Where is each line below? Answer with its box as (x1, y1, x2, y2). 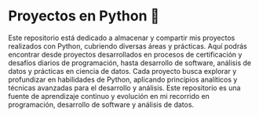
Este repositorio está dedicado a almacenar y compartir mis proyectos (8, 33, 235, 42)
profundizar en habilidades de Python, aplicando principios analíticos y (8, 75, 238, 84)
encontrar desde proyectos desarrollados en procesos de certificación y (8, 49, 243, 59)
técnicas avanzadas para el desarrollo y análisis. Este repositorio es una (8, 82, 241, 93)
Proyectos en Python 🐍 (8, 7, 160, 25)
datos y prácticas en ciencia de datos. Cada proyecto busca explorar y (8, 66, 237, 75)
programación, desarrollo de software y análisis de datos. (8, 100, 195, 109)
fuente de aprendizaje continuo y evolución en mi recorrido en (8, 91, 210, 101)
